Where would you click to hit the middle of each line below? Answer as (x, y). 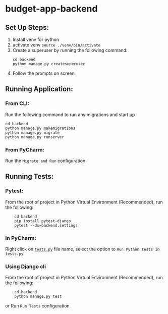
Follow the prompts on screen (43, 73)
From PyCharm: (25, 149)
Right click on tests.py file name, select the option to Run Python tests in (82, 249)
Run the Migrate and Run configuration (45, 161)
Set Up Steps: (27, 28)
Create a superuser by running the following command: (70, 50)
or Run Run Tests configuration (37, 306)
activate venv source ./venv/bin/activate (57, 45)
